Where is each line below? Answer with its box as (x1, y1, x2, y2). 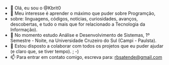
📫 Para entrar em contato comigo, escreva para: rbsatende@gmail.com (10, 54, 162, 60)
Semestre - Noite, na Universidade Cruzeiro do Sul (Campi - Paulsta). (10, 37, 157, 44)
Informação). (10, 27, 37, 33)
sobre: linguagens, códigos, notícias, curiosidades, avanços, (10, 16, 138, 21)
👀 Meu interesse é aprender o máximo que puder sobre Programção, (10, 10, 156, 16)
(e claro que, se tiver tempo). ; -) (10, 49, 79, 54)
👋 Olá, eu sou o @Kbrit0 (10, 5, 61, 11)
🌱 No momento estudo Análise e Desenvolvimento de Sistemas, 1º (10, 32, 150, 38)
